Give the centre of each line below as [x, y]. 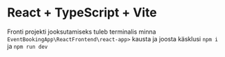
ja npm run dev [28, 46]
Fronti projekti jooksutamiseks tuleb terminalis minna [82, 32]
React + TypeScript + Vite [82, 13]
